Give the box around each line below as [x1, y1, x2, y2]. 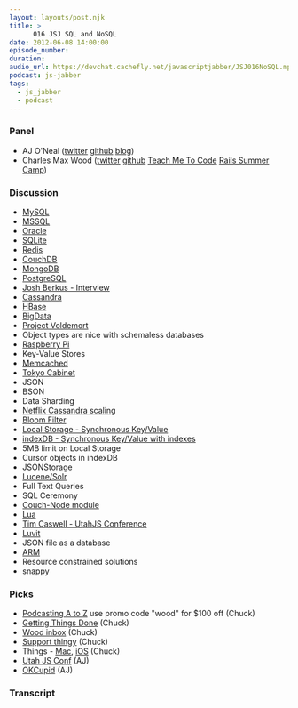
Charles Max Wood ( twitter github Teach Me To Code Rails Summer [21, 155, 270, 165]
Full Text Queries [21, 480, 84, 491]
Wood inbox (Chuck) [21, 627, 98, 638]
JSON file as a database [21, 537, 111, 548]
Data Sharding [21, 395, 75, 406]
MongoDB [21, 263, 59, 274]
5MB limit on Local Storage [21, 442, 122, 454]
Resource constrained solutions [21, 556, 138, 567]
